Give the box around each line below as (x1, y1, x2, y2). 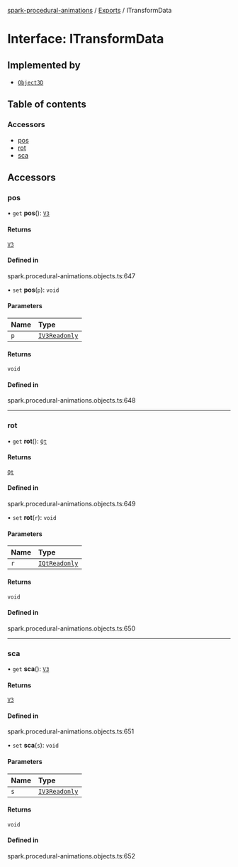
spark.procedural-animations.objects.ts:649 (7, 500, 136, 508)
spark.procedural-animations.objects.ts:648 (7, 396, 136, 405)
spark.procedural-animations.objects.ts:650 (7, 624, 136, 633)
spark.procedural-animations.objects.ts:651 (7, 727, 135, 736)
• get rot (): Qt (7, 437, 47, 445)
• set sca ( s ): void (7, 741, 59, 750)
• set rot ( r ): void (7, 513, 57, 522)
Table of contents (7, 99, 86, 111)
